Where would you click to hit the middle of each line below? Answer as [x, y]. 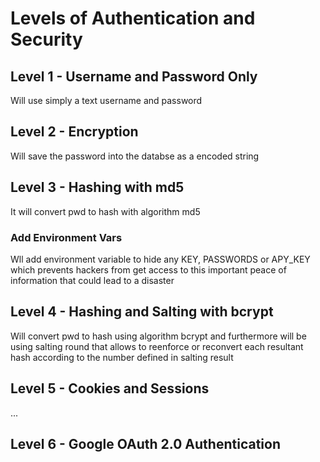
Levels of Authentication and [133, 18]
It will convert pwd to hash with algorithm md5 [105, 211]
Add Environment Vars [66, 237]
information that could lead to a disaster [92, 280]
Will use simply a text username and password [106, 100]
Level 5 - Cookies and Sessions [110, 388]
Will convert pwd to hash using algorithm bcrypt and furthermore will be [158, 336]
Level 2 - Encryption [74, 132]
